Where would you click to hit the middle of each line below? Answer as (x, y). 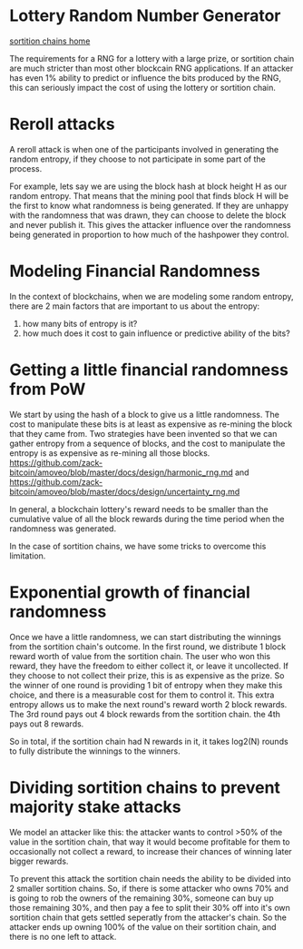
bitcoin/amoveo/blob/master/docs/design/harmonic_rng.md (121, 472)
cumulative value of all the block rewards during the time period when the (147, 519)
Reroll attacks (62, 124)
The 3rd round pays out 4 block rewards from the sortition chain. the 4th (145, 714)
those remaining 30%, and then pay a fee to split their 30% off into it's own (150, 907)
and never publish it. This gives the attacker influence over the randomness (151, 224)
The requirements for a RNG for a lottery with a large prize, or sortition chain (152, 58)
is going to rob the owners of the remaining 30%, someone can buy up (142, 898)
